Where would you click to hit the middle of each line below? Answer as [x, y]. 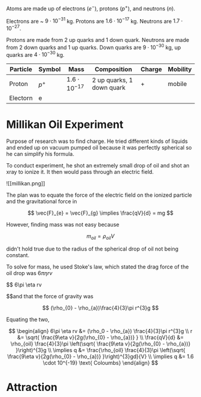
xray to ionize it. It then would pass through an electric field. [80, 172]
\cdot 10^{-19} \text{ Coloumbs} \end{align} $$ [100, 363]
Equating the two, [28, 320]
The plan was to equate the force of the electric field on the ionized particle [99, 195]
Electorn [21, 98]
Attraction [32, 387]
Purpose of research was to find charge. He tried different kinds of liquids [97, 141]
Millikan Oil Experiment [65, 124]
